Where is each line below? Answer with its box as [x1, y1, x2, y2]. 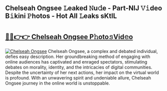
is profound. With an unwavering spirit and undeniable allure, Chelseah [5, 75, 151, 80]
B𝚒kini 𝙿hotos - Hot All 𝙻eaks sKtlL [5, 12, 117, 20]
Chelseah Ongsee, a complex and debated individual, [48, 48, 158, 54]
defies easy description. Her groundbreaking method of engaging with [5, 53, 150, 59]
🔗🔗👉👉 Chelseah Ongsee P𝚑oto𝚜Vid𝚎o [5, 32, 133, 41]
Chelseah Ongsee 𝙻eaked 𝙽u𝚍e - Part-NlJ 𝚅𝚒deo [5, 4, 162, 12]
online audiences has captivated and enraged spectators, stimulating [5, 59, 147, 64]
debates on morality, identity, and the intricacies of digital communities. [5, 64, 152, 70]
